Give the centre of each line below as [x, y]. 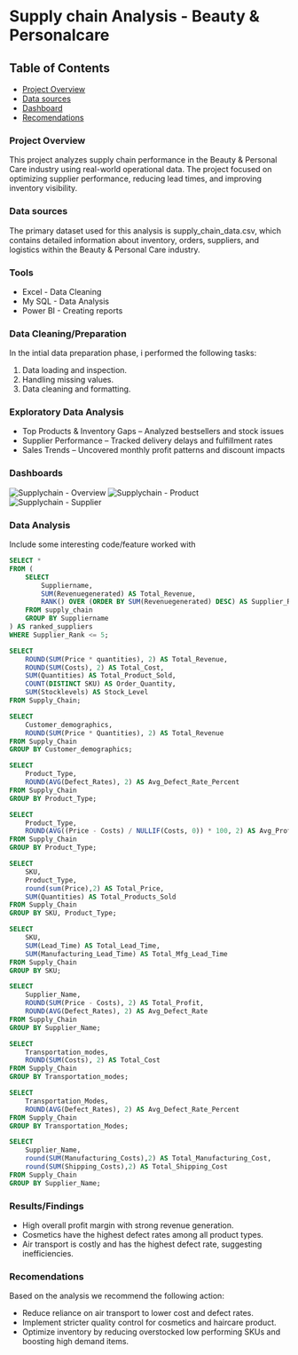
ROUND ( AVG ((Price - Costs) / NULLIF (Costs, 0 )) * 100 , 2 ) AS [141, 831]
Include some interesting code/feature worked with [103, 544]
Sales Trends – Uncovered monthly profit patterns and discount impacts [153, 450]
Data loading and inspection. [74, 370]
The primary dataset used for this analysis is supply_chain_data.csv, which [145, 230]
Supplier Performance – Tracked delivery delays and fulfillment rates [147, 440]
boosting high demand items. [75, 1342]
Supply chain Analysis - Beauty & [134, 16]
